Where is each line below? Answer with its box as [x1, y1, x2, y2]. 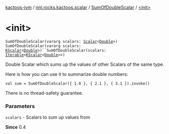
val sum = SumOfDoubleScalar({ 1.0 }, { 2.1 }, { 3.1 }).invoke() [5, 81, 150, 86]
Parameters [5, 102, 35, 110]
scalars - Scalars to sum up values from [5, 114, 91, 120]
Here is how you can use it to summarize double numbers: [5, 71, 129, 77]
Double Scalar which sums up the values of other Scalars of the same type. [5, 61, 164, 67]
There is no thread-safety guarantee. [5, 90, 83, 96]
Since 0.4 [5, 124, 26, 130]
